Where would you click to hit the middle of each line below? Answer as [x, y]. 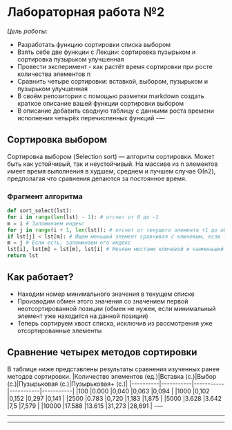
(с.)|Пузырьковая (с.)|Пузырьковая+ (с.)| [68, 384]
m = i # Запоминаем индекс [46, 223]
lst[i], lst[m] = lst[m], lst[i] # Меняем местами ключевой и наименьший [116, 250]
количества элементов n [54, 74]
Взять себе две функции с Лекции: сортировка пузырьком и [106, 52]
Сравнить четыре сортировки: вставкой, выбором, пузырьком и [113, 81]
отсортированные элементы [59, 330]
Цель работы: [27, 31]
